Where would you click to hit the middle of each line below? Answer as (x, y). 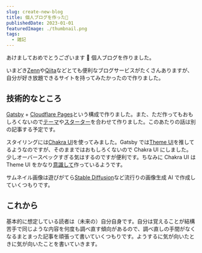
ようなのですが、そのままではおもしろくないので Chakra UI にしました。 (101, 149)
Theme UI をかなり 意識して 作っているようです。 (66, 164)
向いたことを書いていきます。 (64, 243)
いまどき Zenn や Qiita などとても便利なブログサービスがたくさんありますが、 (99, 70)
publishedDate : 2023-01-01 (40, 23)
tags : (13, 34)
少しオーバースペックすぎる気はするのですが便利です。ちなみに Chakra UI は (101, 157)
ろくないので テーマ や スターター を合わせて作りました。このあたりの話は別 (103, 121)
